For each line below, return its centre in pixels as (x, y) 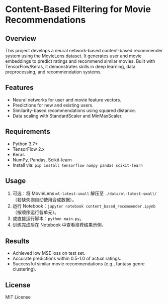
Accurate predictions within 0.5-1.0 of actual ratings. (67, 259)
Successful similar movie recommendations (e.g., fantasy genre (78, 264)
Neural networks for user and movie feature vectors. (67, 99)
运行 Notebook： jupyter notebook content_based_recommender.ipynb (84, 206)
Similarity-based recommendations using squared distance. (74, 110)
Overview (21, 38)
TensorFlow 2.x (28, 149)
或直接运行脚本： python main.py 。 (48, 219)
